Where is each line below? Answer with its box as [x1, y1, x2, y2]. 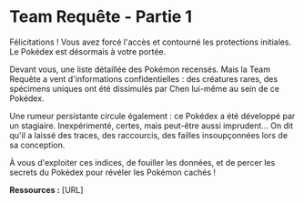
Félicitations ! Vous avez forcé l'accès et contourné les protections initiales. [9, 36, 292, 47]
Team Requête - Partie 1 [9, 6, 193, 27]
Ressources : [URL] [9, 184, 84, 195]
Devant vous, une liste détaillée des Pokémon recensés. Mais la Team [9, 64, 271, 75]
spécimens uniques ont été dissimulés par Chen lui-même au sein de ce [9, 83, 280, 94]
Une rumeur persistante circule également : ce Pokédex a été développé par [9, 110, 296, 121]
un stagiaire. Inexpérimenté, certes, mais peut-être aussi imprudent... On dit [9, 120, 294, 131]
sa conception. [9, 139, 66, 150]
